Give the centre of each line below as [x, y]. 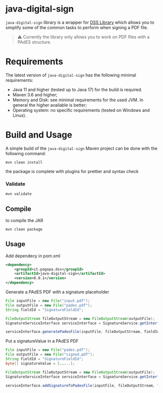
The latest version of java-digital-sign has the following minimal [71, 75]
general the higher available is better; [50, 105]
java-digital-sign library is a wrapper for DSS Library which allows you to [80, 22]
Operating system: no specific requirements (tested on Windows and [81, 110]
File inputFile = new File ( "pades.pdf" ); [48, 350]
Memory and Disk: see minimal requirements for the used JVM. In [78, 100]
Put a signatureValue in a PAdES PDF [42, 341]
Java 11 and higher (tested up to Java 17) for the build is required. [77, 89]
